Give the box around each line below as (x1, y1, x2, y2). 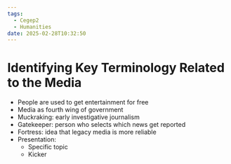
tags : (7, 10, 23, 18)
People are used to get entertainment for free (17, 98, 149, 107)
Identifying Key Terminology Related (7, 60, 225, 76)
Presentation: (17, 135, 56, 144)
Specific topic (27, 143, 69, 151)
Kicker (27, 150, 47, 158)
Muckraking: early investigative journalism (17, 113, 140, 121)
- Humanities (13, 23, 52, 30)
